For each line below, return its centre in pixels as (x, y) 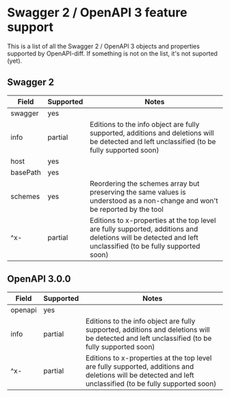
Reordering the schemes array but (145, 183)
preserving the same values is (138, 192)
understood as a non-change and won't (154, 200)
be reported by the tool (127, 209)
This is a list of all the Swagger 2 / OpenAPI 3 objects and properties (103, 46)
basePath (26, 172)
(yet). (15, 60)
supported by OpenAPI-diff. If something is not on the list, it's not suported (112, 53)
